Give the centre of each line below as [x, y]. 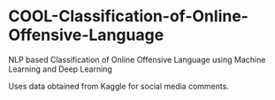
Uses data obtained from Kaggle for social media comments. [118, 86]
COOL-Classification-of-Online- [129, 16]
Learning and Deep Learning [60, 69]
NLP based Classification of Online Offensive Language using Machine [137, 59]
